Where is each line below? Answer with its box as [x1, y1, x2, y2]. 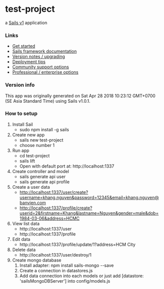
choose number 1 [19, 142, 55, 148]
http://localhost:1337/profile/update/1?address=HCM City [19, 241, 136, 247]
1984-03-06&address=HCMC [19, 215, 80, 221]
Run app [12, 147, 29, 153]
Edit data [12, 236, 30, 242]
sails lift [19, 158, 35, 164]
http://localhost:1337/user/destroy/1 [19, 252, 92, 258]
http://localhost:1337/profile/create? [19, 205, 92, 211]
